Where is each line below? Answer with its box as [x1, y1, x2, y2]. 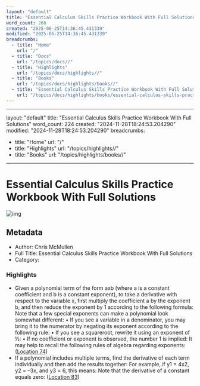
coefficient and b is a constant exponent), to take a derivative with [14, 290, 177, 298]
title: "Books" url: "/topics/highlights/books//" [14, 151, 126, 158]
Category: [14, 256, 40, 263]
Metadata [6, 228, 43, 238]
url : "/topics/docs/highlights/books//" [17, 81, 118, 87]
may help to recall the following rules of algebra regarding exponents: [14, 341, 186, 348]
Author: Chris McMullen [14, 243, 73, 250]
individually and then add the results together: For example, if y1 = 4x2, [14, 360, 189, 367]
